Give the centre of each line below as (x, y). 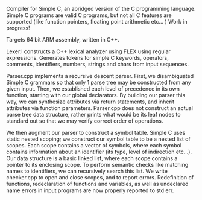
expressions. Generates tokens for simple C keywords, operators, (87, 58)
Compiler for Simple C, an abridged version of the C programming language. (101, 9)
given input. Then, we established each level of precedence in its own (93, 89)
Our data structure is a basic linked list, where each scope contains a (92, 158)
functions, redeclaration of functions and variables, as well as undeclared (97, 184)
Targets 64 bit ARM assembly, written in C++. (63, 40)
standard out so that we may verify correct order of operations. (85, 121)
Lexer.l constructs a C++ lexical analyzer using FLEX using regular (88, 51)
